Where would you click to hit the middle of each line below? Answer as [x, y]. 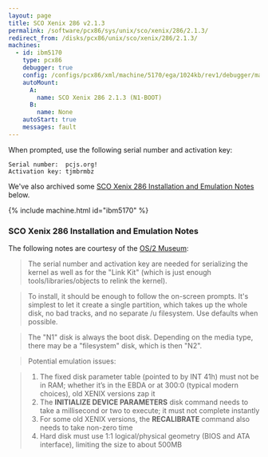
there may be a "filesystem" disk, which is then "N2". [115, 346]
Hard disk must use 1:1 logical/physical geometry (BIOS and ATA [145, 436]
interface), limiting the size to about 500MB [110, 445]
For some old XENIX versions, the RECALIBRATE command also [144, 419]
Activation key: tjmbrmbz [51, 171]
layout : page [30, 16]
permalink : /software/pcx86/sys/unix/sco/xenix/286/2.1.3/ [108, 30]
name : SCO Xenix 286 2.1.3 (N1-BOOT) [99, 97]
